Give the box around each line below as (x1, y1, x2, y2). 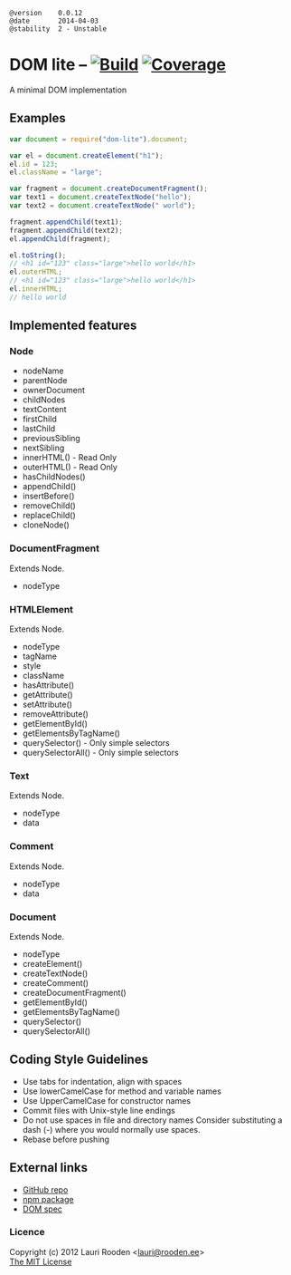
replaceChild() (22, 510, 77, 521)
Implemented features (9, 318, 137, 333)
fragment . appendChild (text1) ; (9, 217, 124, 227)
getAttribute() (22, 690, 74, 700)
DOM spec (22, 1203, 63, 1214)
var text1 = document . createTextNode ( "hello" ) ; (9, 193, 192, 202)
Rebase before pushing (22, 1134, 110, 1145)
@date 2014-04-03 (9, 16, 99, 25)
